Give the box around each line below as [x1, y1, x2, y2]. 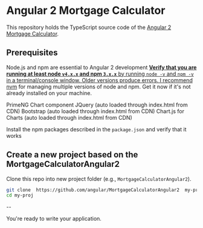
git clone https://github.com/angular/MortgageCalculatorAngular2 [6, 187, 180, 193]
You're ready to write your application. [6, 215, 101, 223]
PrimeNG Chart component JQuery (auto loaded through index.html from [6, 101, 188, 108]
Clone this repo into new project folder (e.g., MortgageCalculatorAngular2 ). [6, 175, 192, 182]
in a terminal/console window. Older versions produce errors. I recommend [6, 76, 193, 83]
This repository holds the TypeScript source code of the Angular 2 [6, 24, 172, 31]
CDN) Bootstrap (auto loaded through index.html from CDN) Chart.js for [6, 107, 184, 115]
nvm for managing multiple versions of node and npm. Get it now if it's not [6, 83, 192, 90]
